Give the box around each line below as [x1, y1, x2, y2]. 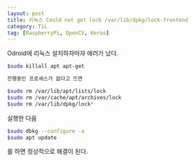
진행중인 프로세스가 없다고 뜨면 [7, 75, 83, 83]
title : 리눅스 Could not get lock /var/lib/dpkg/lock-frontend [7, 17, 188, 23]
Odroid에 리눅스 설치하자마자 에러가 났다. [7, 49, 119, 57]
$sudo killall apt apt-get [7, 63, 85, 70]
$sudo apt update [7, 134, 57, 141]
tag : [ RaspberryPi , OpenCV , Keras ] [7, 29, 110, 37]
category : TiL [7, 23, 48, 30]
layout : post [7, 10, 45, 17]
